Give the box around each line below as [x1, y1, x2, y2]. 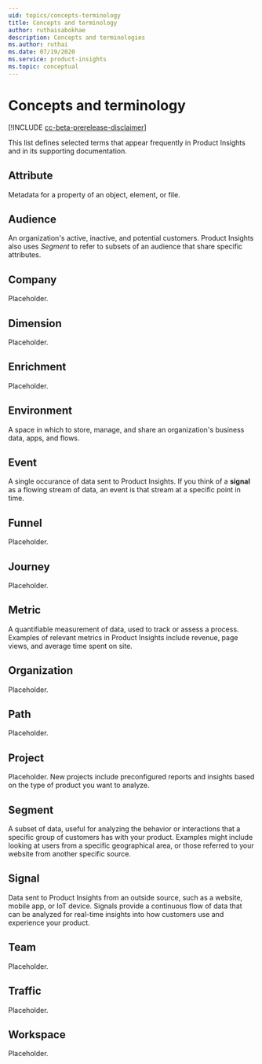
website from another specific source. [8, 849, 132, 859]
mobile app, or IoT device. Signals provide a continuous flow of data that [8, 901, 242, 911]
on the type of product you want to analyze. [8, 780, 150, 790]
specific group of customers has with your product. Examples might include [8, 833, 253, 842]
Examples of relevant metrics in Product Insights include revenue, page [8, 632, 238, 642]
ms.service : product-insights [8, 56, 107, 64]
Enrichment [8, 360, 67, 374]
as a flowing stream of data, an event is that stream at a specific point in [8, 485, 241, 495]
